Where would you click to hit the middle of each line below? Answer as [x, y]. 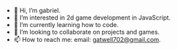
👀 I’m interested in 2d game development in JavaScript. [92, 18]
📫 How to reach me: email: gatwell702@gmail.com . [87, 40]
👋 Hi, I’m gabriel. [37, 10]
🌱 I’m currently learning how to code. [66, 25]
